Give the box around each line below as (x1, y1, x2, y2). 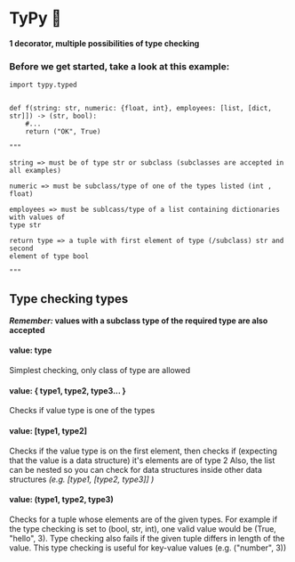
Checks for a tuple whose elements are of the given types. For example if (9, 514, 278, 525)
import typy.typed (9, 80, 77, 90)
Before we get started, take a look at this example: (9, 60, 230, 72)
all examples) (9, 167, 62, 175)
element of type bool (9, 252, 90, 261)
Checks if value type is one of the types (9, 405, 155, 416)
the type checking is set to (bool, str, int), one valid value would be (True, (9, 523, 277, 533)
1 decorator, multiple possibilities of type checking (9, 37, 200, 48)
